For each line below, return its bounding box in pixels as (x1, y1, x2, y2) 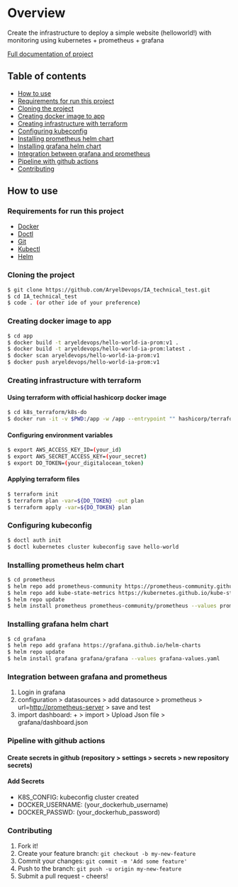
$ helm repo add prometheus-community (7, 583, 122, 590)
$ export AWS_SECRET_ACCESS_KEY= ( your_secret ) (7, 452, 147, 460)
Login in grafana (17, 688, 66, 696)
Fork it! (17, 842, 39, 850)
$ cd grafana (7, 635, 46, 642)
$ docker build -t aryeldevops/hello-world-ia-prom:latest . (7, 345, 192, 352)
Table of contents (7, 70, 86, 82)
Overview (7, 5, 66, 21)
